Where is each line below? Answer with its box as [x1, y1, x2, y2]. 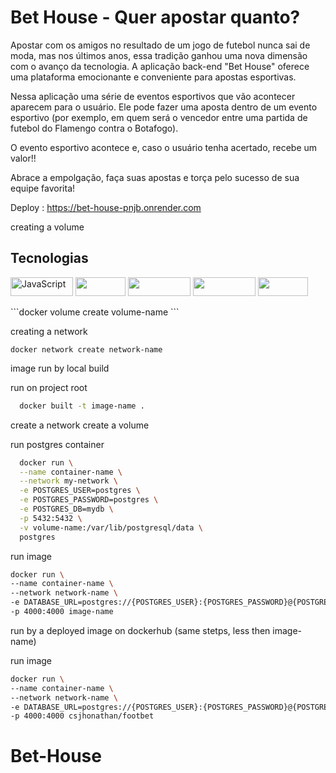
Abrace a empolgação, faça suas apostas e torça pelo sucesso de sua [10, 171, 300, 183]
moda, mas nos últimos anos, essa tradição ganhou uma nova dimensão [10, 49, 308, 61]
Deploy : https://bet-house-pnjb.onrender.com [10, 201, 202, 213]
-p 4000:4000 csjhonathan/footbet [10, 711, 155, 721]
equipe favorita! [10, 182, 76, 194]
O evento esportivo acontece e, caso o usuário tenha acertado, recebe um [10, 141, 318, 153]
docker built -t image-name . [19, 401, 145, 411]
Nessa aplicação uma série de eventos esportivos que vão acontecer [10, 90, 296, 102]
